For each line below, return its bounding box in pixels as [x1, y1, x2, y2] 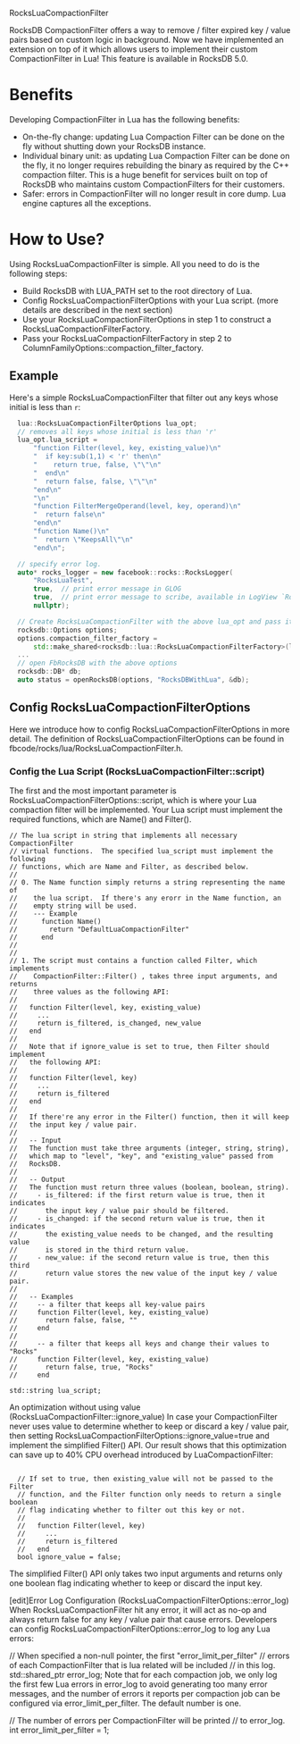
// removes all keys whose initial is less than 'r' [17, 427, 218, 436]
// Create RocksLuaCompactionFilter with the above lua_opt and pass [17, 616, 281, 626]
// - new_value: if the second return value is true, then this [9, 1253, 270, 1262]
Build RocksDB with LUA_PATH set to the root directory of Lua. [21, 285, 253, 296]
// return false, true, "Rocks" [9, 1362, 154, 1372]
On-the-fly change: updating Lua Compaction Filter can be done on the [21, 131, 286, 142]
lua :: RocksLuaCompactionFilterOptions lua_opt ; [17, 419, 198, 428]
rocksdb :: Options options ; [17, 625, 118, 634]
